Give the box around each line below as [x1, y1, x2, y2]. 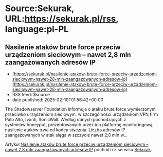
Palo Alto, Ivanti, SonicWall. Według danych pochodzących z [5, 117, 127, 122]
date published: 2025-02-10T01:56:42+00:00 [12, 97, 104, 103]
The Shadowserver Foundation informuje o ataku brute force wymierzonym [5, 106, 156, 112]
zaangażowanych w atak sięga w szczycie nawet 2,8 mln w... [5, 132, 127, 138]
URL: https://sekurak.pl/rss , [5, 13, 119, 24]
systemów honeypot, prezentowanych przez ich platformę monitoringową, [5, 122, 154, 127]
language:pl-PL [5, 24, 69, 35]
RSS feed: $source [12, 92, 50, 97]
